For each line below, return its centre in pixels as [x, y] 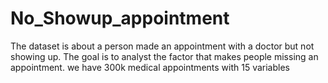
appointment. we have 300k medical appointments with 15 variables [150, 67]
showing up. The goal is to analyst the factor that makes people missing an [164, 56]
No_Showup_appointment [120, 18]
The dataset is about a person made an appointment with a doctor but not [162, 46]
